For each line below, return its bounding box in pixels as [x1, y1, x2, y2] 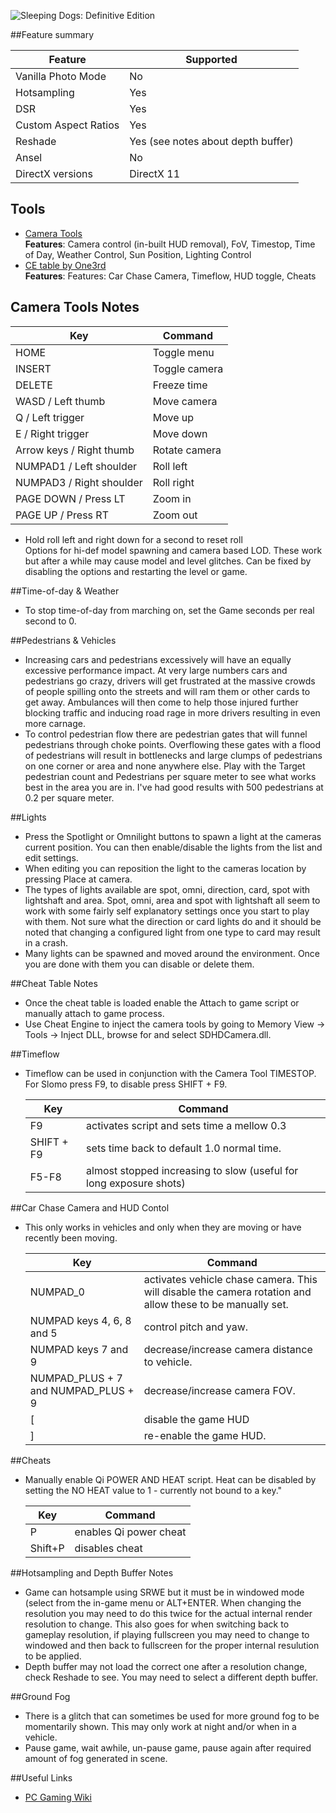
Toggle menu [152, 345, 215, 359]
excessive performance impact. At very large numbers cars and [24, 664, 288, 676]
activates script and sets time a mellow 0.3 [86, 1118, 287, 1132]
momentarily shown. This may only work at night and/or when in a [24, 1720, 297, 1732]
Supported [185, 53, 238, 66]
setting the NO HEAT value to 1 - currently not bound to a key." [24, 1484, 283, 1496]
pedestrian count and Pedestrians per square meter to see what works [24, 770, 317, 782]
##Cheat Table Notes [10, 977, 98, 989]
